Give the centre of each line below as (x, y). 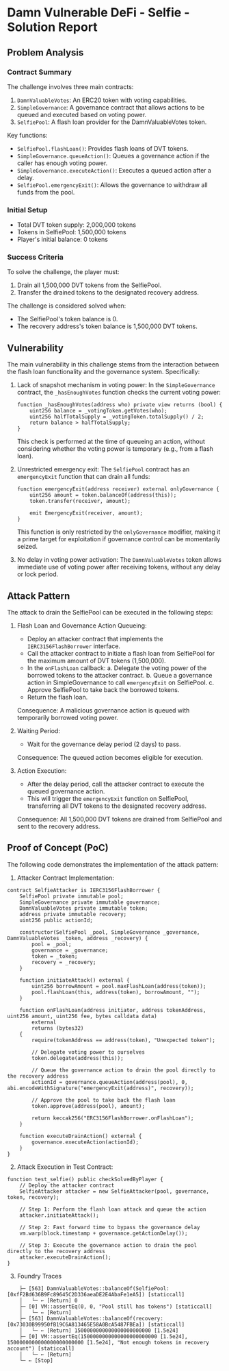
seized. (27, 547)
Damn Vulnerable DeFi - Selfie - (98, 13)
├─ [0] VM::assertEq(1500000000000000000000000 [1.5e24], (104, 1336)
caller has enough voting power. (62, 163)
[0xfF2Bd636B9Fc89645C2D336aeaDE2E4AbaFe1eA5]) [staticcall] (96, 1294)
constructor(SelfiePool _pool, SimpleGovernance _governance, (110, 932)
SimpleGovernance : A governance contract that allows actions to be (111, 107)
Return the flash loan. (57, 697)
